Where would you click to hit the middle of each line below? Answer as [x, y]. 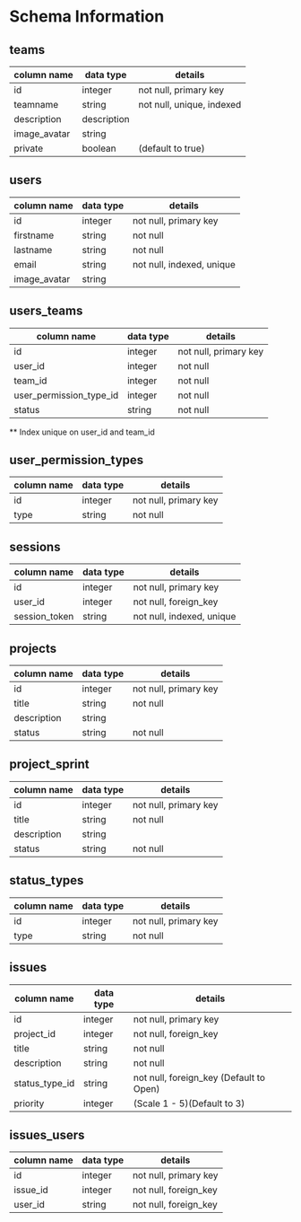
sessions [35, 546]
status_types [47, 880]
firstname [34, 235]
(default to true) [172, 148]
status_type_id [44, 1083]
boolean [99, 148]
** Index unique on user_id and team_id [82, 432]
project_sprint [49, 765]
